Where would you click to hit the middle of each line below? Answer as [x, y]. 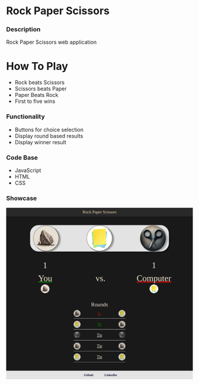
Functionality [26, 117]
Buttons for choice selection [49, 130]
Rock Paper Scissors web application [52, 42]
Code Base [22, 157]
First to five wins [35, 101]
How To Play [37, 66]
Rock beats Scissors [40, 82]
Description [23, 30]
